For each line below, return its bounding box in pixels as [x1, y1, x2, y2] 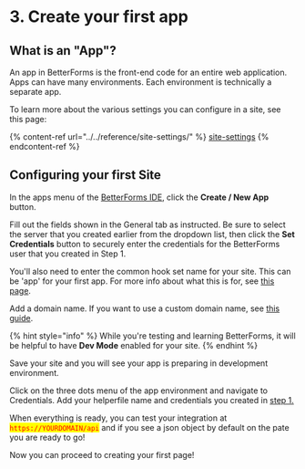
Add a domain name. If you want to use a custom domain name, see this [9, 303, 280, 314]
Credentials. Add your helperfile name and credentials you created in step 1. [9, 394, 294, 405]
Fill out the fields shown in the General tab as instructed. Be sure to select [9, 219, 287, 230]
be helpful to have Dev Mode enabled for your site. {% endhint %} [9, 339, 258, 350]
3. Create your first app [9, 6, 189, 27]
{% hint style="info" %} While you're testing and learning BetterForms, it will [9, 330, 296, 341]
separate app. [9, 87, 62, 97]
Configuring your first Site [9, 167, 162, 183]
